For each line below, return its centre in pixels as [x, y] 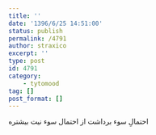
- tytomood [41, 83]
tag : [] [21, 91]
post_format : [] [36, 99]
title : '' [25, 16]
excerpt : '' [28, 53]
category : [25, 76]
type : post [27, 61]
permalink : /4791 [38, 38]
